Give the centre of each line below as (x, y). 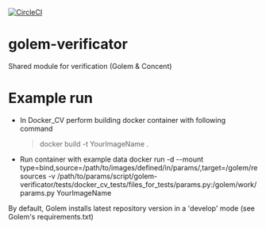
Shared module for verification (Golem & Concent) (90, 66)
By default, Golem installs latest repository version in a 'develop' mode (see (132, 208)
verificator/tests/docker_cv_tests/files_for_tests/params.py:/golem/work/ (138, 184)
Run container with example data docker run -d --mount (112, 159)
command (36, 128)
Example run (50, 98)
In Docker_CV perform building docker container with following (123, 120)
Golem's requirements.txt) (51, 216)
